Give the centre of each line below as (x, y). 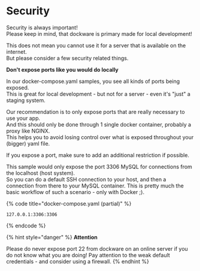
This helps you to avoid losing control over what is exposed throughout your (100, 137)
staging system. (26, 100)
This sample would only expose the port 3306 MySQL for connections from (99, 167)
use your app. (23, 118)
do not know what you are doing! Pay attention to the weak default (88, 255)
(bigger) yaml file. (28, 143)
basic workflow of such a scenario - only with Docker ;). (75, 192)
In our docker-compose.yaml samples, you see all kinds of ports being (93, 81)
